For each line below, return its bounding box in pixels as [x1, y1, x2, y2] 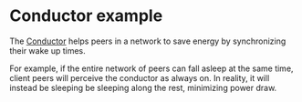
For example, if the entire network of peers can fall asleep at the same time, [9, 63, 294, 74]
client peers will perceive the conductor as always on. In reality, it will [9, 72, 270, 83]
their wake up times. [9, 45, 87, 56]
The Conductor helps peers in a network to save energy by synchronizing [9, 36, 286, 46]
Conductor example [9, 5, 163, 26]
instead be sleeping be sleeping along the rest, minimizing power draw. [9, 82, 277, 93]
